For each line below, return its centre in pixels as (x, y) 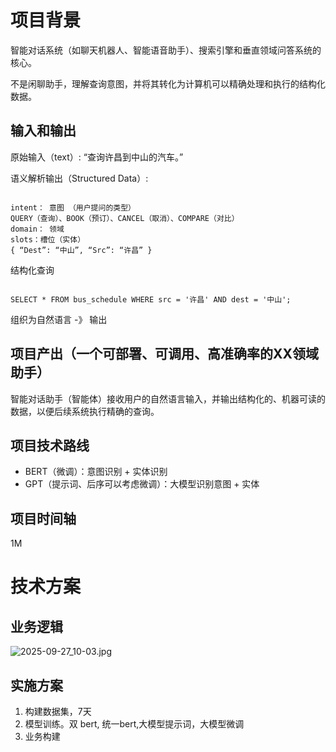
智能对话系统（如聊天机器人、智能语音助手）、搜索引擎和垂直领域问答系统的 (166, 50)
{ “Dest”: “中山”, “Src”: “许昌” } (81, 250)
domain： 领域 (37, 229)
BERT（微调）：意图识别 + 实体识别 (96, 472)
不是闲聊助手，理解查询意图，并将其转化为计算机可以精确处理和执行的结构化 (168, 83)
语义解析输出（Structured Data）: (79, 178)
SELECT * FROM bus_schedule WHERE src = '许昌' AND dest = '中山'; (151, 299)
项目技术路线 (50, 445)
